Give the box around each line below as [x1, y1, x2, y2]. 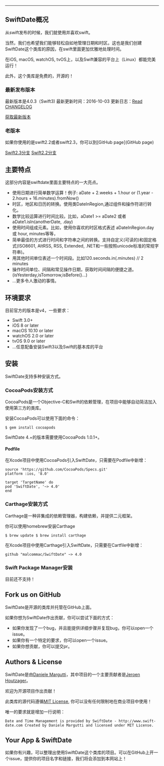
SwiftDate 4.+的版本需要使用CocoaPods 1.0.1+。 [5, 434, 102, 440]
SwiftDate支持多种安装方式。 [5, 373, 63, 379]
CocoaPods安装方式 [5, 387, 53, 394]
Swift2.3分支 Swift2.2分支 [5, 150, 57, 156]
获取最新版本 [5, 114, 31, 120]
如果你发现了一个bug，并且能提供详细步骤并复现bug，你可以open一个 [12, 625, 154, 631]
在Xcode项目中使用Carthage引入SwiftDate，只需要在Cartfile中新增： [5, 542, 143, 548]
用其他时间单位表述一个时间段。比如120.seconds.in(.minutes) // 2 [12, 255, 144, 261]
